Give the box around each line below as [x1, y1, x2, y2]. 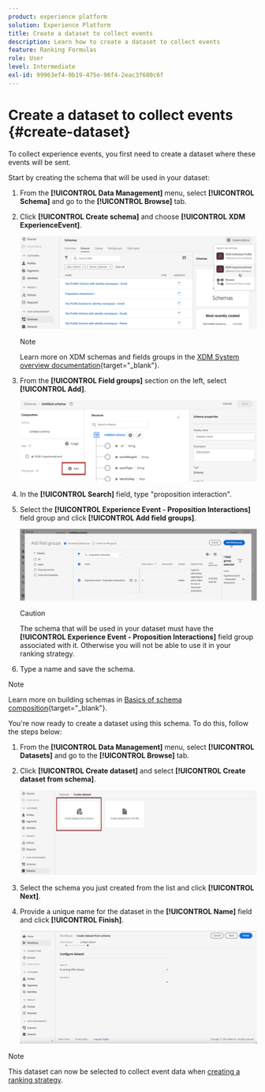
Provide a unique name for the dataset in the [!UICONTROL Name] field [19, 906, 252, 916]
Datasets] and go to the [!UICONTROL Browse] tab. [19, 751, 189, 760]
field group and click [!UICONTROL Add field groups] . [19, 513, 197, 522]
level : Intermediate [8, 63, 77, 71]
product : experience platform [8, 13, 108, 21]
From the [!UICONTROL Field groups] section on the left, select [19, 376, 227, 386]
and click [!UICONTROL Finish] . [19, 915, 124, 924]
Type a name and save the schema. [19, 665, 136, 674]
